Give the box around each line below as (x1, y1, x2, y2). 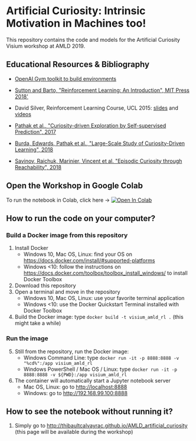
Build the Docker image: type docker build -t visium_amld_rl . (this (14, 314, 184, 321)
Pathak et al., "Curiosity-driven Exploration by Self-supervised (14, 122, 166, 129)
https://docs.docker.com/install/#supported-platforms (23, 257, 155, 264)
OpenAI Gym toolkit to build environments (14, 75, 117, 82)
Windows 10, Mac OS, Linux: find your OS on (23, 251, 133, 258)
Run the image (6, 334, 48, 343)
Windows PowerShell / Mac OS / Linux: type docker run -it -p (23, 366, 177, 373)
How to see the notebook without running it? (6, 406, 173, 416)
